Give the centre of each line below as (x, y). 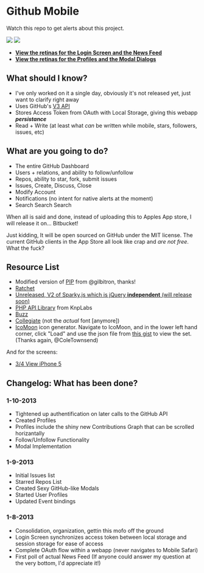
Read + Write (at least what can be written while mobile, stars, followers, (106, 125)
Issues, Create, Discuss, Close (53, 185)
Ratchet (25, 288)
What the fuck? (25, 248)
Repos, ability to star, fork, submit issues (66, 179)
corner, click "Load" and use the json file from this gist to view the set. (103, 334)
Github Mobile (43, 11)
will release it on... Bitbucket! (42, 223)
